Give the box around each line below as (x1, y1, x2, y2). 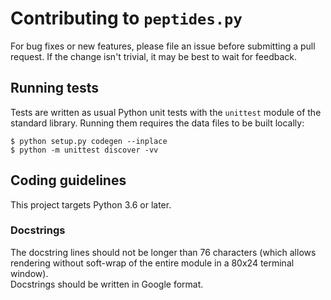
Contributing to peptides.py (10, 7, 243, 30)
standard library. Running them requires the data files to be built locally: (10, 117, 305, 129)
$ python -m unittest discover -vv (10, 145, 159, 155)
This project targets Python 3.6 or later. (10, 198, 172, 211)
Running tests (10, 80, 100, 97)
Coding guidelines (10, 172, 127, 189)
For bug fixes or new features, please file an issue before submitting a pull (10, 40, 316, 52)
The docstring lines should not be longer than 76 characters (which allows (10, 246, 317, 258)
